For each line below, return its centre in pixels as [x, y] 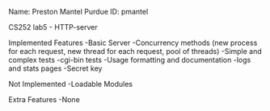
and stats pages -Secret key [55, 68]
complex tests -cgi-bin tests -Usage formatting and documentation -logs [130, 60]
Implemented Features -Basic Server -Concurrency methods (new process [133, 43]
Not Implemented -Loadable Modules [71, 84]
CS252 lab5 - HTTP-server [53, 27]
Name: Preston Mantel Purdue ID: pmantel [78, 12]
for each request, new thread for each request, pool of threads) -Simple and [135, 51]
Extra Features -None [44, 99]
